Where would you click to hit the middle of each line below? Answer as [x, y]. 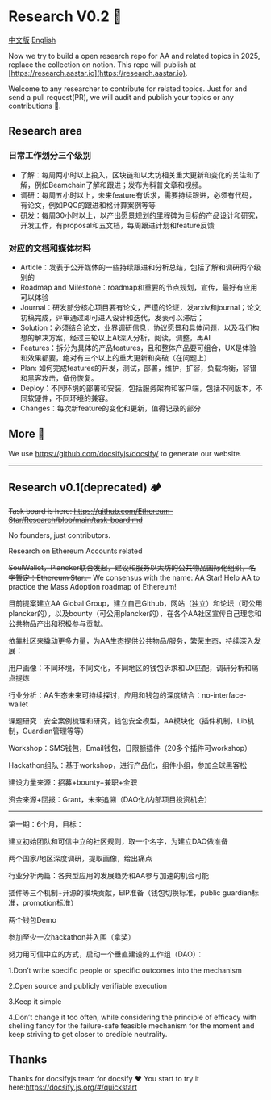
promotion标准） [50, 902]
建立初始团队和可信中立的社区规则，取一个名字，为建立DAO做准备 [118, 841]
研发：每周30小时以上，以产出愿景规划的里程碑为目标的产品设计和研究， [141, 215]
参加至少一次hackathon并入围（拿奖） [72, 937]
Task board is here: [40, 510]
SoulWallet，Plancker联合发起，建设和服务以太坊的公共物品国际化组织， [129, 567]
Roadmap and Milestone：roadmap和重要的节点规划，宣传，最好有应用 [139, 287]
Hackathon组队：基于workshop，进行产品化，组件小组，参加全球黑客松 [128, 765]
